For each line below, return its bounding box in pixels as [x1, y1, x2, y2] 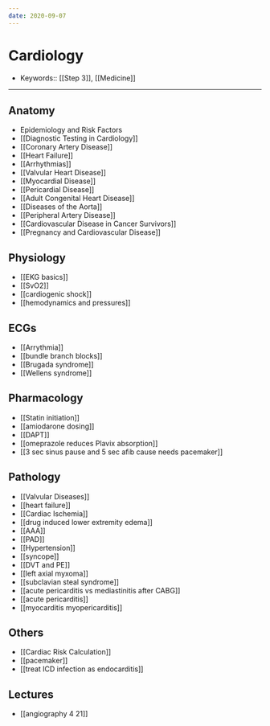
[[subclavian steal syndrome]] [19, 576, 119, 587]
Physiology [8, 251, 66, 265]
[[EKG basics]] [19, 273, 68, 282]
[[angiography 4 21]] [19, 709, 88, 719]
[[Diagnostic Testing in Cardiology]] [19, 133, 138, 143]
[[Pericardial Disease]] [19, 185, 95, 195]
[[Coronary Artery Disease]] [19, 142, 113, 152]
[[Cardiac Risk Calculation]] [19, 647, 112, 657]
